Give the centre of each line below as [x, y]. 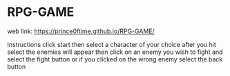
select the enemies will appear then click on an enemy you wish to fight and [115, 52]
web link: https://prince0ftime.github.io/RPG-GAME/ [81, 31]
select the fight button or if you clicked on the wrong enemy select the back [115, 59]
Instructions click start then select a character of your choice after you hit [112, 44]
